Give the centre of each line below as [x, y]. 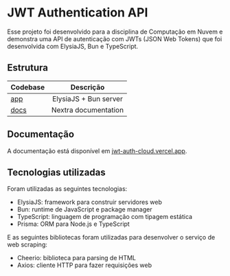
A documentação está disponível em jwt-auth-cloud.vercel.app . [97, 151]
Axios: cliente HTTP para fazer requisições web [84, 265]
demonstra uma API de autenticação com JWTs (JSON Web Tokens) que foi [115, 38]
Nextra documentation [88, 110]
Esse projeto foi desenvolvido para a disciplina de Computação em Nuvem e [115, 32]
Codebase [28, 87]
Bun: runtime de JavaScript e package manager [84, 209]
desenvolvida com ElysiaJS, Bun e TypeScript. [73, 46]
